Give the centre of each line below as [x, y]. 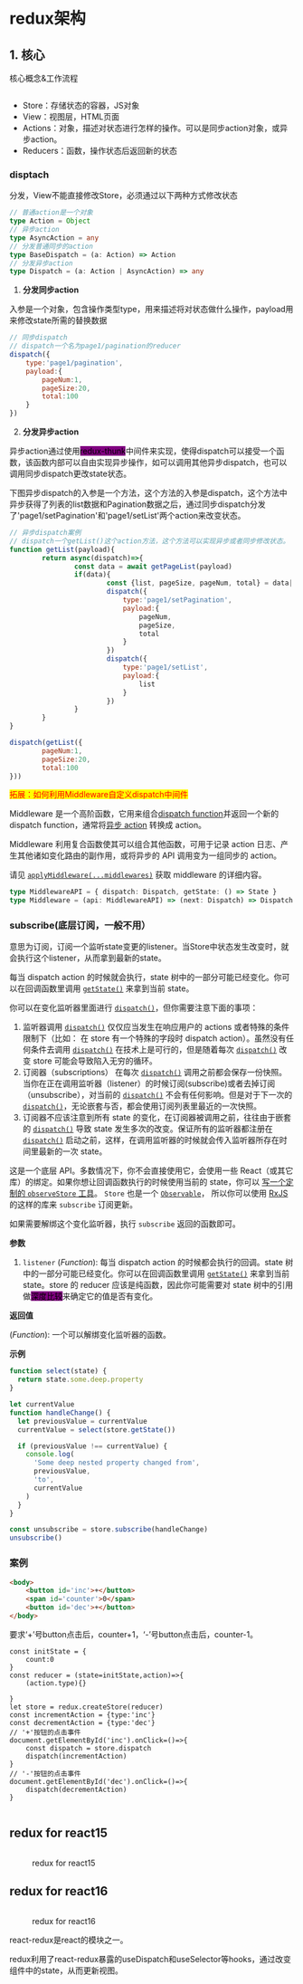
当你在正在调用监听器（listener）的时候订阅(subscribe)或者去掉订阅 [149, 1083]
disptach [29, 175]
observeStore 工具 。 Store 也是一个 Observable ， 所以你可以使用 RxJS [157, 1193]
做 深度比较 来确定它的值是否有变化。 [90, 1296]
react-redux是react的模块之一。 [69, 1940]
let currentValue [42, 1405]
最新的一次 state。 [73, 1151]
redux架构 [47, 19]
